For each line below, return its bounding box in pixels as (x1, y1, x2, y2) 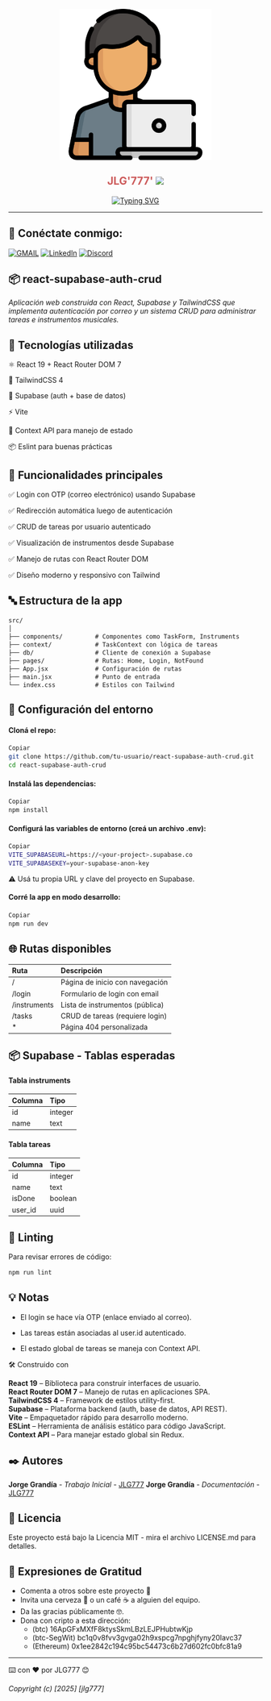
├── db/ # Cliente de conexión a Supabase (8, 648, 211, 657)
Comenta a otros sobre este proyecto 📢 (19, 1586, 152, 1596)
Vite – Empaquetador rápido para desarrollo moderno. (8, 1412, 189, 1422)
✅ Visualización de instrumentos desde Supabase (8, 538, 175, 548)
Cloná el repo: (8, 725, 56, 734)
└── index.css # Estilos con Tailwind (8, 680, 175, 689)
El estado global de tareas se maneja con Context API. (19, 1343, 201, 1353)
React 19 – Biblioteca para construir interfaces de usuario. (8, 1378, 202, 1387)
